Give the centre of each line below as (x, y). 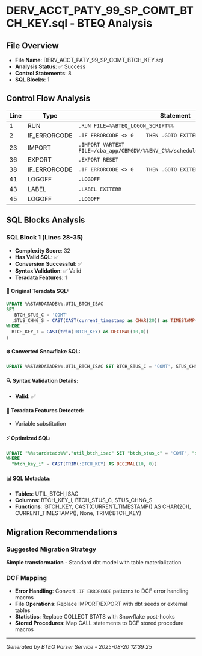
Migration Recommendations (62, 532)
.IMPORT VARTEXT (101, 144)
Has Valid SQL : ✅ (37, 257)
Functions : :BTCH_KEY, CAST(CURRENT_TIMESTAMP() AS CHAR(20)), (103, 506)
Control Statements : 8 (43, 73)
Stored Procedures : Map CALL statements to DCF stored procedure (99, 623)
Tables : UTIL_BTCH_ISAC (47, 494)
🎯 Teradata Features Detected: (45, 410)
